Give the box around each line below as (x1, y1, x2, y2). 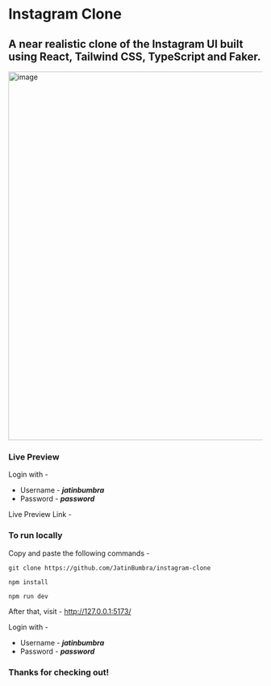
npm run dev (8, 592, 48, 600)
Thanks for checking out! (8, 667, 110, 678)
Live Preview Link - (8, 510, 73, 519)
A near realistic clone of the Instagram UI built (8, 37, 244, 51)
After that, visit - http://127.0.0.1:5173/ (8, 606, 131, 616)
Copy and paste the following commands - (8, 548, 150, 558)
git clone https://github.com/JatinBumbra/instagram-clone (8, 564, 211, 572)
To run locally (8, 530, 63, 541)
